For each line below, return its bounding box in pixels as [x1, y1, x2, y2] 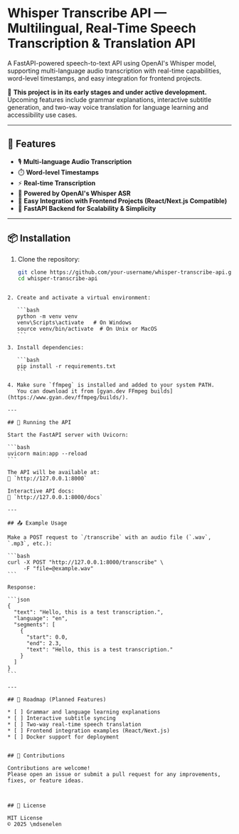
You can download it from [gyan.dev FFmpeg [16, 388, 148, 395]
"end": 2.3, [26, 640, 62, 647]
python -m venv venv [16, 313, 78, 320]
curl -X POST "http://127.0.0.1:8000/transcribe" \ [7, 559, 164, 566]
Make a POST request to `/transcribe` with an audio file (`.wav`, [7, 534, 212, 541]
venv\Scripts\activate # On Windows [16, 319, 132, 326]
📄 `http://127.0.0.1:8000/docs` [7, 494, 103, 501]
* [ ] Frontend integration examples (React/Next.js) [7, 727, 171, 735]
